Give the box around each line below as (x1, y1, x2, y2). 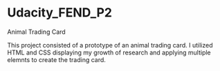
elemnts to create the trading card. (7, 55, 106, 63)
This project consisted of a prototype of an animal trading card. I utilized (7, 41, 213, 49)
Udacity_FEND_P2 (7, 5, 113, 21)
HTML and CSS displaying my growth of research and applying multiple (7, 48, 211, 57)
